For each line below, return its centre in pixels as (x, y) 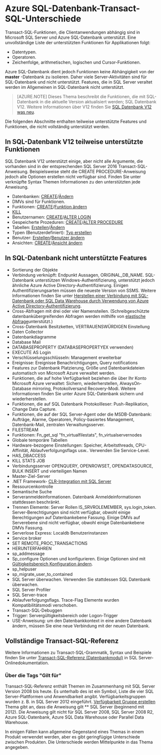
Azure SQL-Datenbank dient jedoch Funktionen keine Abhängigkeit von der (80, 71)
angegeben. (17, 747)
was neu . (26, 112)
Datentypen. (24, 52)
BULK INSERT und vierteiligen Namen (50, 471)
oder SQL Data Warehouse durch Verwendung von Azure (92, 301)
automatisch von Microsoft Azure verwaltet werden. (64, 373)
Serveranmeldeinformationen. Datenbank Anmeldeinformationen (76, 497)
